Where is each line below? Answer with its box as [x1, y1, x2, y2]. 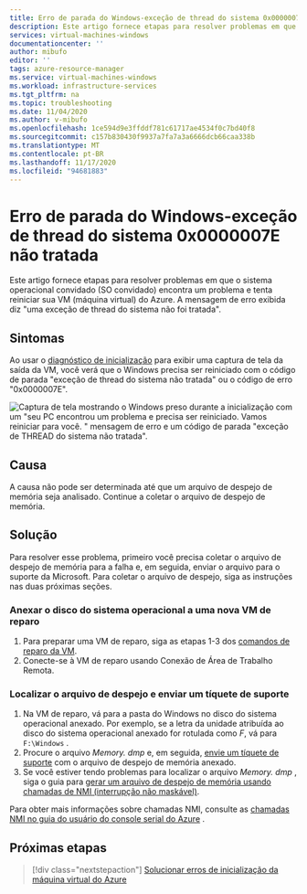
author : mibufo [9, 48, 68, 57]
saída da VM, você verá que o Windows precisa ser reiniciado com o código [9, 365, 296, 376]
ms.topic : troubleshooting [9, 98, 112, 108]
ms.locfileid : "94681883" [9, 166, 108, 176]
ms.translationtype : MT [9, 141, 101, 150]
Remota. [22, 665, 55, 676]
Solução [9, 527, 58, 543]
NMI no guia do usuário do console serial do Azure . [9, 814, 206, 825]
